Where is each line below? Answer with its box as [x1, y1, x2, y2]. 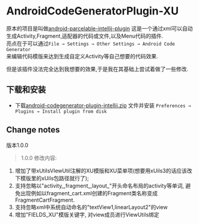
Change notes [6, 125, 60, 135]
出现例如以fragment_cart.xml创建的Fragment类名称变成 [20, 189, 158, 196]
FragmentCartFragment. [14, 196, 75, 204]
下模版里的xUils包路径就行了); [14, 174, 89, 181]
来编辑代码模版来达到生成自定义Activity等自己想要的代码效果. [6, 52, 158, 59]
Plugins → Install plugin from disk [14, 108, 107, 115]
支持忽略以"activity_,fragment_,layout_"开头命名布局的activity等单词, [14, 182, 185, 189]
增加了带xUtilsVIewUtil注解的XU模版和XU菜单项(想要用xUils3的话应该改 [14, 167, 192, 174]
